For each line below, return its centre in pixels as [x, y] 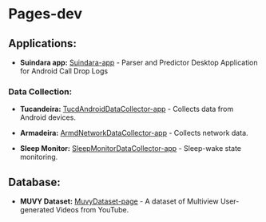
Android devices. [48, 117]
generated [37, 210]
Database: [35, 182]
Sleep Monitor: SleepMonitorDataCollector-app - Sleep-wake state [131, 149]
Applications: [43, 44]
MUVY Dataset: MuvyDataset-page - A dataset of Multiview [119, 201]
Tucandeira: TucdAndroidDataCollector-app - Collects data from [127, 109]
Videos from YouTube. [92, 210]
